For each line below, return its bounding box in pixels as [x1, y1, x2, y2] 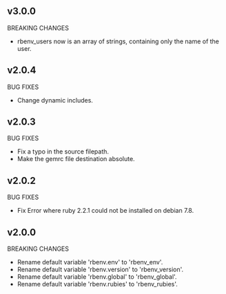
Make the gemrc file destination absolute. [17, 155, 136, 163]
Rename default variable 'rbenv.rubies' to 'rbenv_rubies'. [17, 280, 178, 288]
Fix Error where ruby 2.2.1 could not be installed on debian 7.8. [17, 207, 194, 215]
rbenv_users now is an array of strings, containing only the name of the [17, 37, 219, 45]
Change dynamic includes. [17, 96, 93, 104]
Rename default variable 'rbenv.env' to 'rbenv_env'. [17, 258, 163, 266]
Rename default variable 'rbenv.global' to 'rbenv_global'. [17, 273, 177, 281]
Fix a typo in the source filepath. [17, 147, 109, 156]
